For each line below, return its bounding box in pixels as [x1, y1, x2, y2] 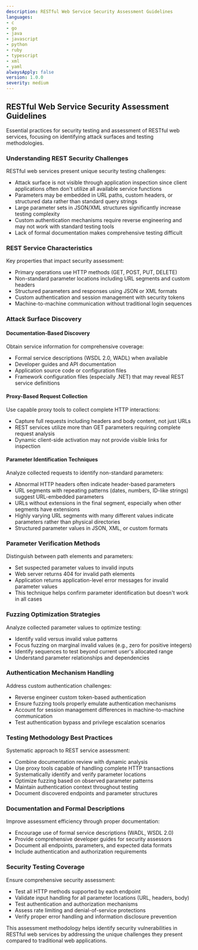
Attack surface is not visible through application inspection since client [14, 179, 187, 186]
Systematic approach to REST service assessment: [6, 747, 130, 754]
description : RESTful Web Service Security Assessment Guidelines [6, 8, 173, 15]
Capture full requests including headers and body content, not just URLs [14, 417, 191, 424]
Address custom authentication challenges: [6, 682, 112, 689]
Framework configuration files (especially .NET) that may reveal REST [14, 373, 184, 380]
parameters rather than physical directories [14, 518, 121, 525]
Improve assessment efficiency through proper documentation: [6, 818, 160, 825]
